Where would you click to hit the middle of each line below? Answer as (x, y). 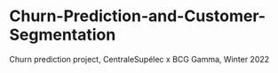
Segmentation (63, 35)
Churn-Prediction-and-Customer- (138, 16)
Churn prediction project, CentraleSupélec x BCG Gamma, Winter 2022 (139, 59)
